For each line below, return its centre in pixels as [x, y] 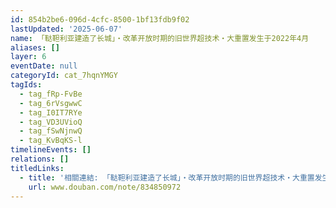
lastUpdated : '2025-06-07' [66, 29]
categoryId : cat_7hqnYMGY [64, 76]
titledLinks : [37, 168]
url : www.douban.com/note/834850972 [105, 187]
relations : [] [40, 159]
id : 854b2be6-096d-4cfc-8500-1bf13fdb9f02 [100, 19]
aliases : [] [35, 47]
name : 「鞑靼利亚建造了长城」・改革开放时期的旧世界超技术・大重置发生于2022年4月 [160, 38]
